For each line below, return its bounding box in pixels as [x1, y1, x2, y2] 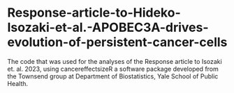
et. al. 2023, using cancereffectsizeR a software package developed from [7, 65, 219, 73]
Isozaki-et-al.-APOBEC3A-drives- [7, 19, 209, 35]
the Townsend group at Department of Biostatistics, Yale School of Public [7, 71, 219, 81]
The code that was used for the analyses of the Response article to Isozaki [7, 57, 222, 65]
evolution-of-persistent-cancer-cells [7, 35, 228, 50]
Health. [7, 79, 29, 87]
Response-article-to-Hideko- [7, 5, 181, 21]
